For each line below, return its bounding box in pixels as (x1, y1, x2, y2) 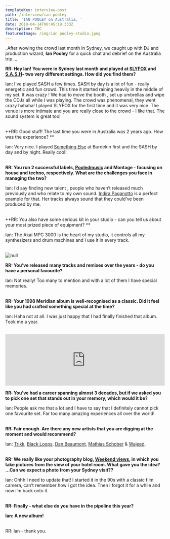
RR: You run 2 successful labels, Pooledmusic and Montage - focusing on (5, 165, 163, 170)
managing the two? (5, 175, 47, 181)
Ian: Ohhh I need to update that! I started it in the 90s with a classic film (5, 477, 154, 483)
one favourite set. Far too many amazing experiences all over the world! (5, 410, 155, 417)
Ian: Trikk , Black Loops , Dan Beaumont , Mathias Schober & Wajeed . (5, 441, 146, 447)
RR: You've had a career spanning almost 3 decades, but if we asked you (5, 390, 161, 396)
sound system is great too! (5, 113, 61, 119)
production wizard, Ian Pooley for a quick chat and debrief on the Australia (5, 50, 161, 56)
